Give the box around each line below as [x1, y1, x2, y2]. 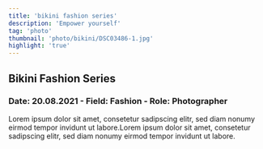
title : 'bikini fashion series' [8, 11, 117, 20]
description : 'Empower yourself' [8, 19, 121, 27]
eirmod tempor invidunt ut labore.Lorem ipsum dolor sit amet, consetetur [8, 122, 251, 132]
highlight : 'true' [8, 42, 70, 50]
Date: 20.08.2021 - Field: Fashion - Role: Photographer [8, 96, 228, 107]
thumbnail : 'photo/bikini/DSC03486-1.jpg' [8, 34, 154, 43]
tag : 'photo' [8, 27, 53, 35]
